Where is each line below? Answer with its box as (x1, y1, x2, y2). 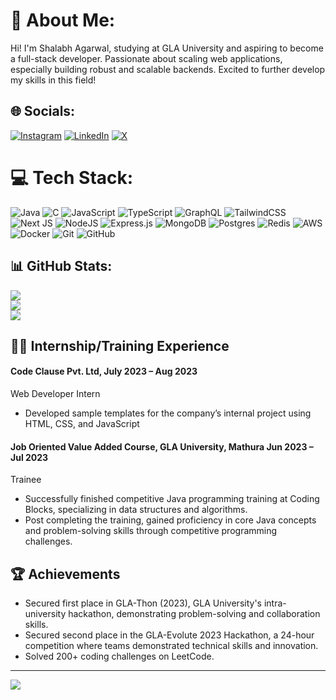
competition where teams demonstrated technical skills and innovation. (24, 640, 319, 652)
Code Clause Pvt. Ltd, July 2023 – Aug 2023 (10, 365, 198, 378)
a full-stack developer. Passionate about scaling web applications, (10, 52, 283, 64)
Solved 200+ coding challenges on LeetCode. (24, 650, 215, 663)
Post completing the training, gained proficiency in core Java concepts (24, 514, 317, 526)
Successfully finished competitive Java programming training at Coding (24, 493, 320, 505)
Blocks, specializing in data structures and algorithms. (24, 504, 248, 516)
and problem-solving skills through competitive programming (24, 525, 278, 537)
